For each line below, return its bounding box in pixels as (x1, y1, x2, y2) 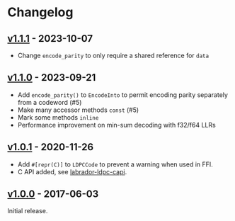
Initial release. (7, 207, 48, 215)
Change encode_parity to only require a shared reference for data (17, 51, 210, 59)
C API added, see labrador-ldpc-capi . (17, 167, 127, 176)
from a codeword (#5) (17, 98, 82, 106)
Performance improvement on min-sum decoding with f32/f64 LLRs (17, 120, 216, 129)
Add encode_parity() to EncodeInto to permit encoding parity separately (17, 90, 229, 99)
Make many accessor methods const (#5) (17, 106, 139, 114)
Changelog (7, 4, 74, 21)
